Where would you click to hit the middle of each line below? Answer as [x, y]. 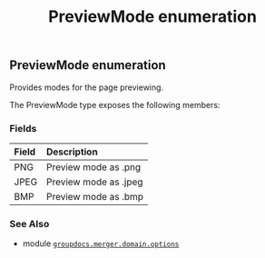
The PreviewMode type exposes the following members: [115, 104]
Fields [23, 128]
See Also [29, 223]
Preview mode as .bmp [94, 196]
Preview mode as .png [93, 167]
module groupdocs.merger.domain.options [101, 243]
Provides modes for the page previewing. [87, 87]
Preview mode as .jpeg [94, 182]
